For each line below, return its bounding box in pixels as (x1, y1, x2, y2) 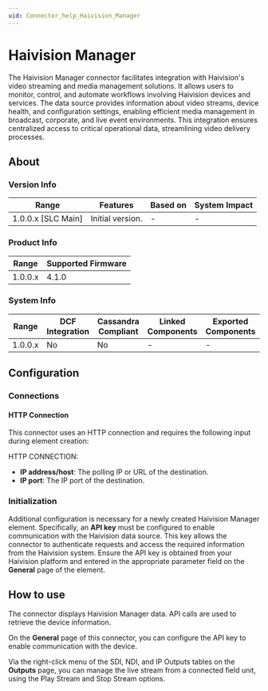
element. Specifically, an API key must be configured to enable (8, 522, 215, 532)
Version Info (8, 179, 57, 190)
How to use (8, 588, 65, 602)
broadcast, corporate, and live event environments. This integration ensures (8, 115, 258, 125)
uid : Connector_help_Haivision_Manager (8, 11, 141, 20)
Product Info (8, 237, 57, 248)
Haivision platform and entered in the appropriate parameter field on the (8, 556, 245, 566)
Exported (212, 316, 249, 327)
